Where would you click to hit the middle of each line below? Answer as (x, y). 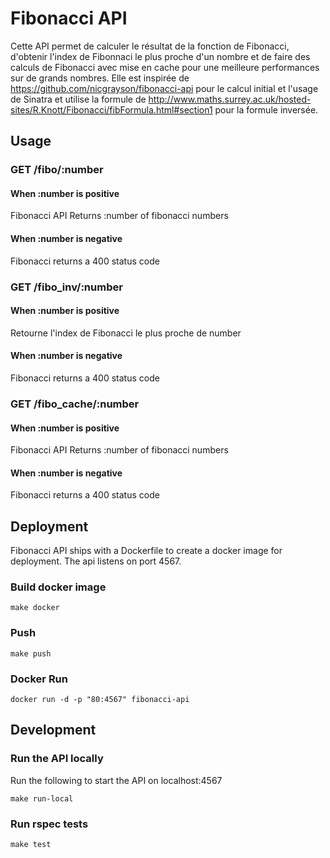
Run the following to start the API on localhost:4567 (116, 780)
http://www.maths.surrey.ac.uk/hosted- (230, 99)
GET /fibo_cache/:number (75, 404)
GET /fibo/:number (57, 170)
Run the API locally (57, 759)
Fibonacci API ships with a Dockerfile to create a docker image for (146, 551)
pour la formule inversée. (266, 109)
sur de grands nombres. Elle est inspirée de (100, 78)
